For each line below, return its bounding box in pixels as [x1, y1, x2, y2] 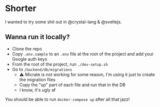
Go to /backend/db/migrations [12, 66, 72, 72]
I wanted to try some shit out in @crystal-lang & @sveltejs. [5, 19, 122, 25]
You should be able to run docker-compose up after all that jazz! [5, 96, 130, 102]
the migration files [19, 76, 56, 82]
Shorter [5, 3, 36, 14]
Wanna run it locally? [5, 33, 70, 41]
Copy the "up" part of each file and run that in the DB [19, 82, 126, 88]
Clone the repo [12, 46, 42, 51]
